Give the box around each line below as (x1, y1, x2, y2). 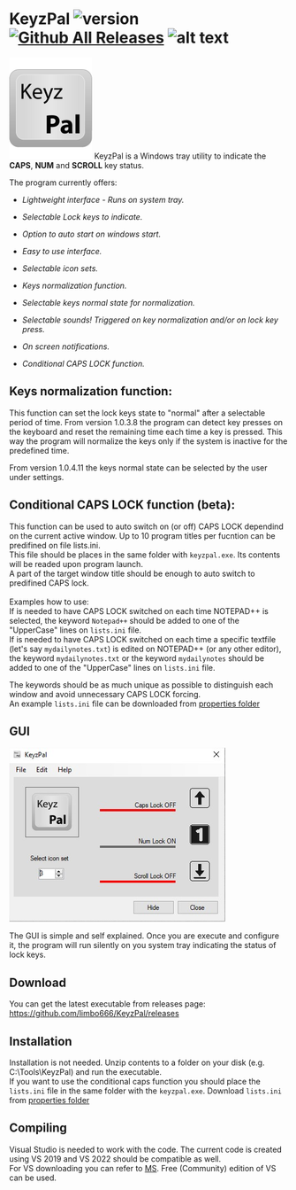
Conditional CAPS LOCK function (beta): (9, 497, 236, 513)
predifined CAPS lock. (9, 577, 90, 588)
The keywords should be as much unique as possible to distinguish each (9, 679, 274, 690)
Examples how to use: (9, 596, 90, 607)
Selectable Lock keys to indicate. (21, 211, 143, 222)
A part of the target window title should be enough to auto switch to (9, 568, 255, 579)
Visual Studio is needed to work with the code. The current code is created (9, 1144, 283, 1155)
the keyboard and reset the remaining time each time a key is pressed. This (9, 426, 283, 437)
